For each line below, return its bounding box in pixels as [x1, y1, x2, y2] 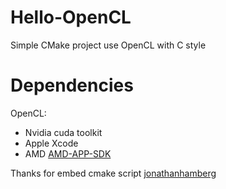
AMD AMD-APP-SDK [24, 147, 112, 160]
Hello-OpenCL [10, 6, 132, 29]
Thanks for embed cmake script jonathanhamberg [10, 167, 217, 179]
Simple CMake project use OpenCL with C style [10, 39, 207, 51]
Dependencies [10, 74, 134, 97]
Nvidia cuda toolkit [24, 126, 103, 138]
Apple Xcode [24, 137, 79, 149]
